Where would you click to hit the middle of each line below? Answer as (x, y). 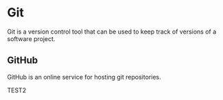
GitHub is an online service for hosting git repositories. (84, 77)
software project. (31, 38)
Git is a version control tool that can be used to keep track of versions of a (112, 32)
